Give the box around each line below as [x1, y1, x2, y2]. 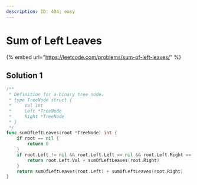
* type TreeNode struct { [8, 97, 73, 103]
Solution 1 [6, 70, 43, 80]
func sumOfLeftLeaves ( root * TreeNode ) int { [6, 130, 117, 136]
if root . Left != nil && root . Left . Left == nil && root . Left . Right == [17, 151, 192, 158]
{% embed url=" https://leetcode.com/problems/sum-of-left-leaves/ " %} [6, 54, 182, 61]
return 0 [27, 141, 49, 147]
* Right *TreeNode [8, 113, 65, 120]
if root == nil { [17, 136, 60, 141]
